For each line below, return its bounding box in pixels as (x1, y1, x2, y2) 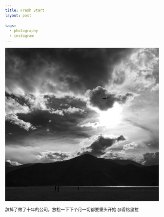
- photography (9, 28, 38, 34)
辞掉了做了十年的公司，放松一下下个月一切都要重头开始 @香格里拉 (5, 207, 139, 212)
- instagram (9, 34, 34, 38)
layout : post (5, 13, 32, 18)
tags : (5, 23, 16, 28)
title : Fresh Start (5, 8, 45, 13)
